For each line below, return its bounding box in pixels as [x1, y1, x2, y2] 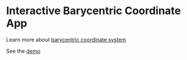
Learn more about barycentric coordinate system [6, 36, 126, 43]
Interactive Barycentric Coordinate [6, 4, 181, 18]
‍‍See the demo [6, 47, 40, 54]
